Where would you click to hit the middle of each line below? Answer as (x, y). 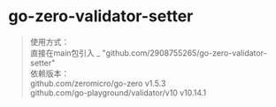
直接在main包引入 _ (65, 53)
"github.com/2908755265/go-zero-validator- (184, 53)
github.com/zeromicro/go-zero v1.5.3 (98, 83)
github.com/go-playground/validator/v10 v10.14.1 (118, 92)
